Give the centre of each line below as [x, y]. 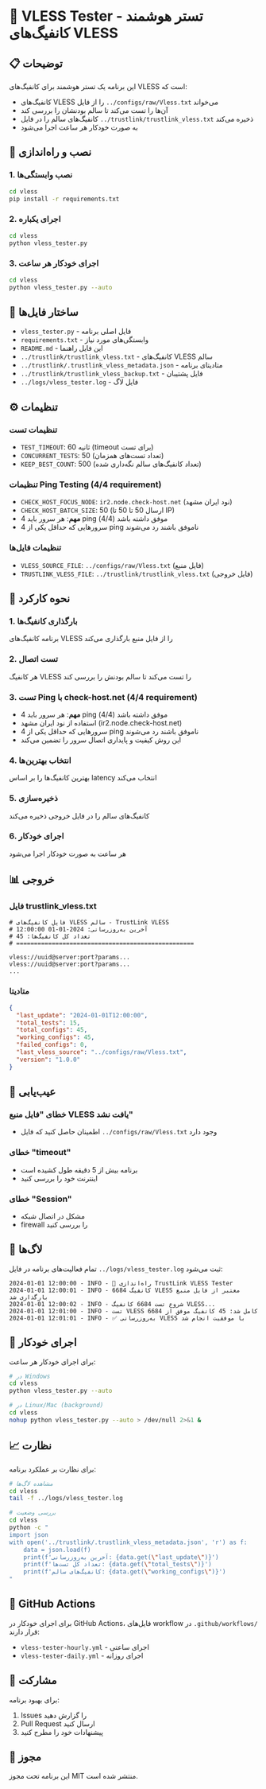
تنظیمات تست [33, 430]
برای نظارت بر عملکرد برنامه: [53, 1469]
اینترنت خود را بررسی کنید [59, 1178]
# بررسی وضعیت [33, 1513]
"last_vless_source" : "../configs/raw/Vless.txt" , [102, 1052]
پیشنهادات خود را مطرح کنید [62, 1732]
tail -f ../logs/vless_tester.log [66, 1499]
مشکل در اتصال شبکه [53, 1215]
